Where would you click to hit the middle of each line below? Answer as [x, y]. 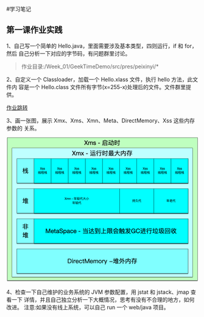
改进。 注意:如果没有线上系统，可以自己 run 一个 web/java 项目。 [88, 307]
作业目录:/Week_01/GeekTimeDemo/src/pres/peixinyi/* [90, 66]
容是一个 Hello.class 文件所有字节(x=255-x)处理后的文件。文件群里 [102, 87]
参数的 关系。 [23, 128]
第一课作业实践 [34, 30]
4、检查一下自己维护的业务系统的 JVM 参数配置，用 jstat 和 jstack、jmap [98, 292]
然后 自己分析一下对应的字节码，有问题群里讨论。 [69, 53]
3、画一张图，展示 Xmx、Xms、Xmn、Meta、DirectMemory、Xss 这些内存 [101, 120]
